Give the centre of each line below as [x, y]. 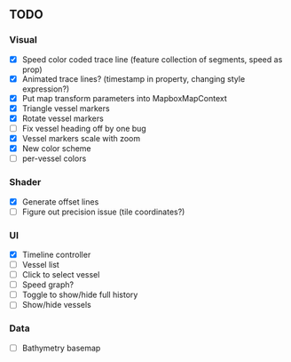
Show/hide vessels [56, 305]
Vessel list [40, 265]
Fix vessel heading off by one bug [84, 129]
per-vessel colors [54, 158]
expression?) [46, 89]
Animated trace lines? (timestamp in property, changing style [134, 78]
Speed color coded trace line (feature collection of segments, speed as [152, 59]
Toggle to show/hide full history [80, 295]
